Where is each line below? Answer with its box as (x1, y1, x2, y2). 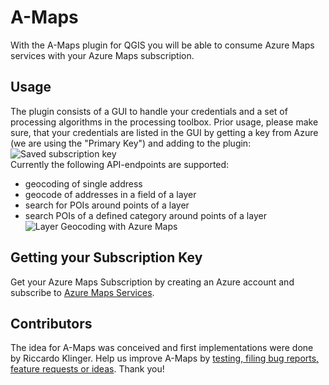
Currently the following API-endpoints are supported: (10, 158, 230, 170)
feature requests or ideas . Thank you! (10, 363, 165, 375)
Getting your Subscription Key (10, 249, 203, 266)
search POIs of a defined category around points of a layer (24, 209, 267, 221)
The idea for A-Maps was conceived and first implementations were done (10, 342, 314, 354)
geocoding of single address (24, 177, 143, 190)
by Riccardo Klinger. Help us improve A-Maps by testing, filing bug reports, (10, 352, 320, 365)
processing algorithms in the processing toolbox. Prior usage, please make (10, 116, 319, 128)
